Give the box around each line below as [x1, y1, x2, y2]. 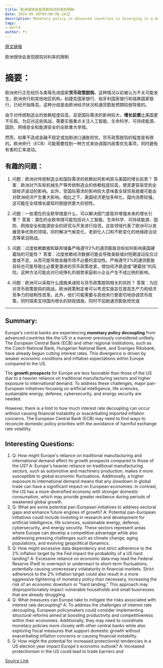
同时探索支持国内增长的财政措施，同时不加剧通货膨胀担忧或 [20, 298, 140, 304]
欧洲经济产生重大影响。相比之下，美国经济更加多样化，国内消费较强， [16, 194, 157, 200]
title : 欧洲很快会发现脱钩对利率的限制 [5, 7, 75, 12]
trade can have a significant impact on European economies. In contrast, [12, 484, 158, 489]
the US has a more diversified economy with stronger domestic [12, 489, 139, 495]
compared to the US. [5, 360, 47, 366]
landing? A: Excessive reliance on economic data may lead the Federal [12, 556, 153, 562]
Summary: [5, 317, 37, 325]
